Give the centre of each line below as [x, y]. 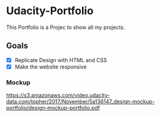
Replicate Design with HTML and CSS [61, 60]
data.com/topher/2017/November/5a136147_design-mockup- [80, 102]
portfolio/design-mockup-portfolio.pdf [53, 108]
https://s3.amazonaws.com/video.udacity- [58, 95]
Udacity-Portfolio [50, 11]
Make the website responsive [51, 67]
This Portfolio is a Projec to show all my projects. [66, 27]
